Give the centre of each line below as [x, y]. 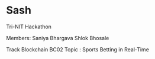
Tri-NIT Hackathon [29, 27]
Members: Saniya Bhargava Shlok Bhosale [58, 38]
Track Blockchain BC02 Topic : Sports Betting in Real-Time [78, 49]
